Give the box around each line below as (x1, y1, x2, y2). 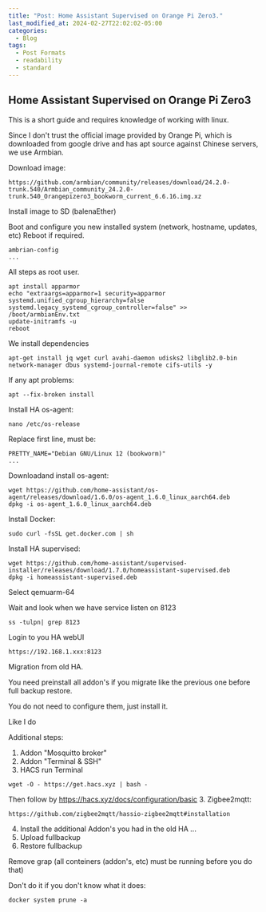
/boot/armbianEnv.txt (8, 310, 81, 319)
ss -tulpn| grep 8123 (8, 618, 81, 626)
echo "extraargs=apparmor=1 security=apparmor (8, 289, 166, 297)
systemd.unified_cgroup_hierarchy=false (8, 296, 145, 304)
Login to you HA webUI (8, 632, 85, 641)
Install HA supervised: (8, 544, 81, 553)
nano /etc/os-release (8, 420, 81, 428)
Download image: (8, 163, 66, 172)
